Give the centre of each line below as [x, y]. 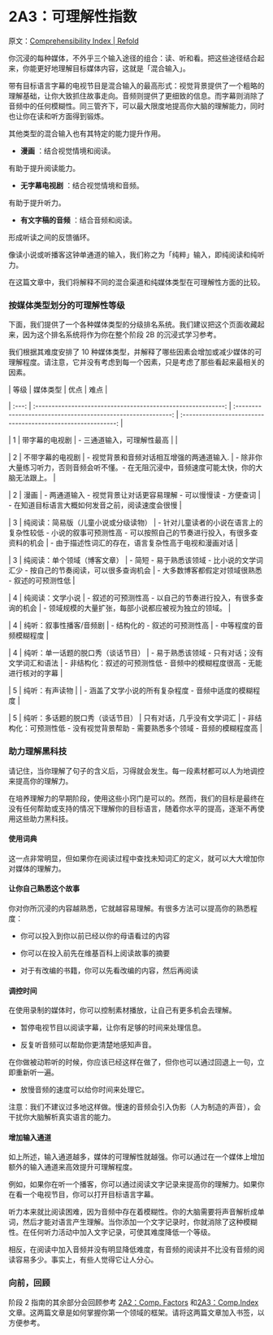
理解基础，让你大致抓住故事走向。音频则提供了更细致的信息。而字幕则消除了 [136, 95]
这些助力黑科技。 [44, 819]
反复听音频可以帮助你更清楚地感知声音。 [88, 1045]
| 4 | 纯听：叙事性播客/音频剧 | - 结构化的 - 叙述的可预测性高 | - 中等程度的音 [136, 626]
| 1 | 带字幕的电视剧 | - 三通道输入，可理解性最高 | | [93, 440]
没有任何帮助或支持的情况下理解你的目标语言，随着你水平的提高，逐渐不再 [133, 808]
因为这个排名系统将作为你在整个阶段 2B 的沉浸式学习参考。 [121, 335]
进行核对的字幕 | [36, 674]
